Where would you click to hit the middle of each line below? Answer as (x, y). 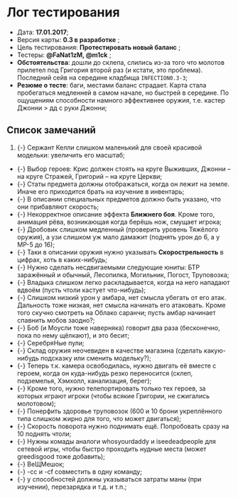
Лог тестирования (63, 12)
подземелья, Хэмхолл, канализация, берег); (84, 380)
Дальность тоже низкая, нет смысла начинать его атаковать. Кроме (121, 305)
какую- (215, 351)
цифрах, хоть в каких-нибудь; (62, 259)
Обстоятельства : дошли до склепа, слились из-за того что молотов (121, 62)
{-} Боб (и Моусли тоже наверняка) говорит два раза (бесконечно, (119, 328)
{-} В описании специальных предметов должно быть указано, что (119, 199)
